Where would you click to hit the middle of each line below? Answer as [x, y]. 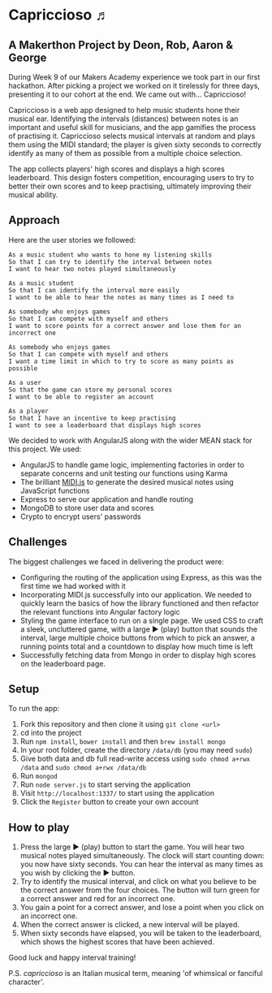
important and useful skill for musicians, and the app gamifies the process [132, 127]
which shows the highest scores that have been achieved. [117, 942]
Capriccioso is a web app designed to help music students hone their [124, 110]
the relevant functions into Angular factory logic [100, 611]
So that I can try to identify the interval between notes [110, 261]
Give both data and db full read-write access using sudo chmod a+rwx [135, 759]
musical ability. [33, 195]
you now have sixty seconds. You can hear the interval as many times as [142, 864]
